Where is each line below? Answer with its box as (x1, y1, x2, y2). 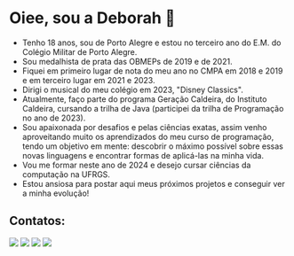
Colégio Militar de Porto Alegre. (21, 46, 138, 57)
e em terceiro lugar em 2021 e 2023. (21, 74, 155, 85)
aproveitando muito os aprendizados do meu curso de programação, (21, 131, 274, 142)
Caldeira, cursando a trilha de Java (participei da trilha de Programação (21, 103, 284, 113)
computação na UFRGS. (21, 168, 111, 180)
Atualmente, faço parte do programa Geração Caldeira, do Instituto (21, 93, 267, 105)
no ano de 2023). (21, 112, 86, 123)
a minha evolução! (21, 188, 90, 198)
